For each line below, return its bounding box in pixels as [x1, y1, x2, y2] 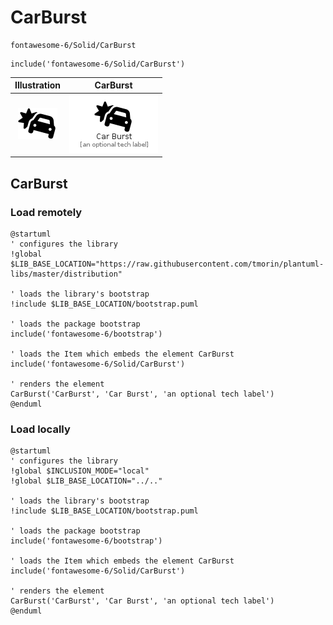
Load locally [10, 422, 71, 436]
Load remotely [10, 205, 83, 219]
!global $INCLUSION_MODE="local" [10, 466, 150, 476]
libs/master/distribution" [10, 269, 123, 279]
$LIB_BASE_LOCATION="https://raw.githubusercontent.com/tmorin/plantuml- [10, 259, 325, 269]
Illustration [14, 79, 62, 91]
